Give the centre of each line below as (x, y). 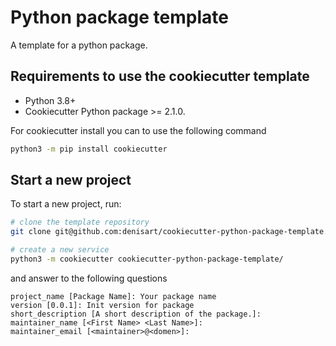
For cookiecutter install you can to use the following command (138, 130)
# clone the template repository (80, 222)
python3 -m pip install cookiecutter (89, 149)
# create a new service (60, 250)
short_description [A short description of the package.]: (136, 314)
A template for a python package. (79, 45)
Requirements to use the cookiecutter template (160, 76)
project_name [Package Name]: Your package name (113, 296)
